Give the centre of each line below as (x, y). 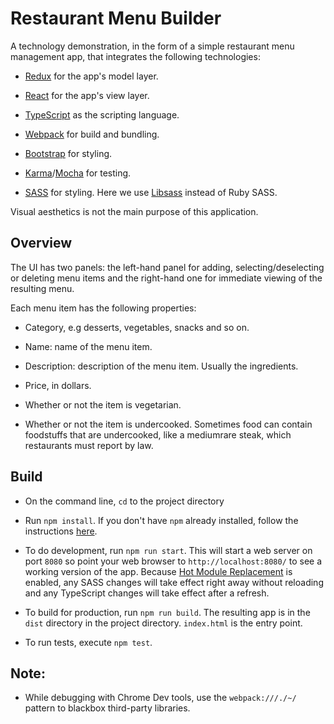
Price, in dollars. (58, 385)
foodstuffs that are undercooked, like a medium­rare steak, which (158, 434)
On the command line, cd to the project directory (124, 501)
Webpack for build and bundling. (92, 134)
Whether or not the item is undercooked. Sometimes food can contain (168, 424)
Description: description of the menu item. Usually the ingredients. (161, 366)
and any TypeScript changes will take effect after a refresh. (147, 593)
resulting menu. (42, 288)
